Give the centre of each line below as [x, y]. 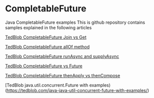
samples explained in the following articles [49, 27]
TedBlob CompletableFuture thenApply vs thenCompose [63, 75]
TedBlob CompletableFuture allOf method [48, 47]
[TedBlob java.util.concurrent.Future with [47, 85]
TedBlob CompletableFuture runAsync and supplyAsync [62, 56]
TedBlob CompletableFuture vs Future [44, 66]
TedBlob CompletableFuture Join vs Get [46, 37]
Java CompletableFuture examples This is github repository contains [75, 22]
